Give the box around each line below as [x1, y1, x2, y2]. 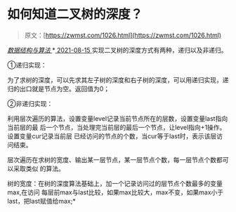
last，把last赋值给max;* [7, 197, 76, 205]
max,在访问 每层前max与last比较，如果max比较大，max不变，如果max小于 [7, 187, 224, 197]
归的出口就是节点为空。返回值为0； [7, 84, 110, 93]
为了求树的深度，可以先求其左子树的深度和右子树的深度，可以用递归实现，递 [7, 75, 229, 84]
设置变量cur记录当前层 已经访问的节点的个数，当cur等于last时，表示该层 [7, 131, 217, 140]
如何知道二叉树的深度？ [7, 6, 143, 22]
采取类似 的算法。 [13, 164, 65, 173]
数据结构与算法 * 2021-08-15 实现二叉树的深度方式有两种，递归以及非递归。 [7, 46, 228, 54]
